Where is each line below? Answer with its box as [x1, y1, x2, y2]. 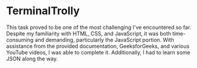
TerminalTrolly [6, 4, 80, 18]
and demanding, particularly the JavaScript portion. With [35, 36, 174, 43]
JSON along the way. [6, 55, 58, 62]
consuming [6, 36, 34, 43]
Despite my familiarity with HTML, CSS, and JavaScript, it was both [6, 30, 171, 37]
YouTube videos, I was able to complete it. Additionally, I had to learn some [6, 48, 190, 56]
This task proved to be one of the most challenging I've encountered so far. [6, 24, 192, 31]
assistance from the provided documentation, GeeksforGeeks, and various [6, 43, 190, 50]
